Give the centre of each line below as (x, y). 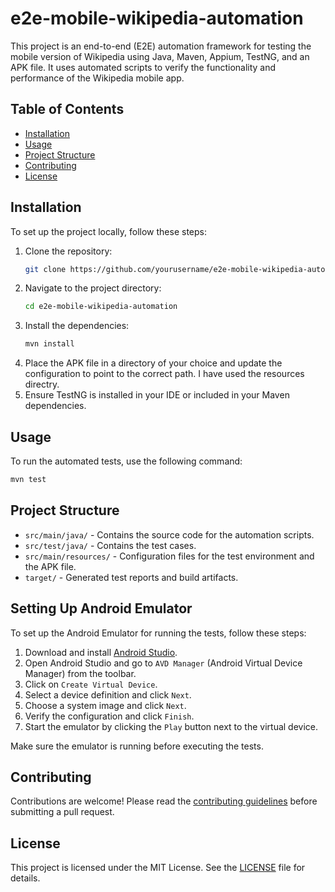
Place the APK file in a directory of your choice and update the (153, 363)
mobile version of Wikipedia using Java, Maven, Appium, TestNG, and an (160, 56)
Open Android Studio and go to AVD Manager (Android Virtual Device (163, 663)
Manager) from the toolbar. (80, 673)
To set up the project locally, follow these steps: (109, 231)
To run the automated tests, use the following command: (126, 461)
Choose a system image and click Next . (105, 705)
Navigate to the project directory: (93, 288)
